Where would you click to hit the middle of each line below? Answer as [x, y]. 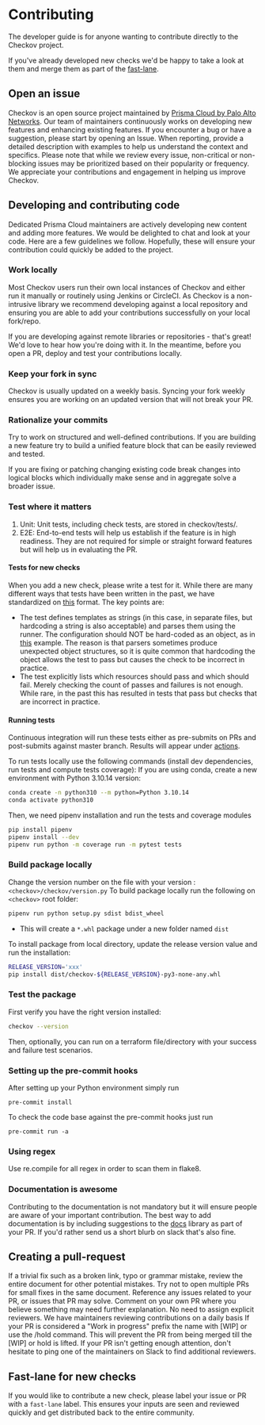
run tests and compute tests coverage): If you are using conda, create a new [132, 770]
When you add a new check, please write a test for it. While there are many [131, 585]
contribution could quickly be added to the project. [91, 249]
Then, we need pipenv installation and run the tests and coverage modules [130, 815]
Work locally [33, 270]
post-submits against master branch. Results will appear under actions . [124, 746]
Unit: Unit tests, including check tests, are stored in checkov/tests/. [129, 524]
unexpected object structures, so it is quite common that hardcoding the [137, 651]
